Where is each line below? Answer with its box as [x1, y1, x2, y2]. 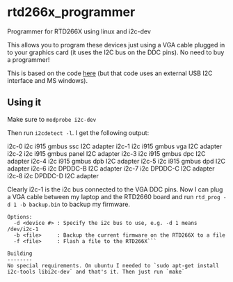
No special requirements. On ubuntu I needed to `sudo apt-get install [7, 262, 219, 269]
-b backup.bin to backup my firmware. [19, 200, 131, 208]
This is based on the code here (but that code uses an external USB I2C [7, 69, 213, 77]
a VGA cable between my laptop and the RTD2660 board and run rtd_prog [7, 192, 220, 201]
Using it [7, 97, 42, 109]
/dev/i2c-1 [7, 226, 39, 233]
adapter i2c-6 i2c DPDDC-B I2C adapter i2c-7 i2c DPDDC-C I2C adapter [7, 164, 215, 173]
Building [7, 250, 33, 257]
